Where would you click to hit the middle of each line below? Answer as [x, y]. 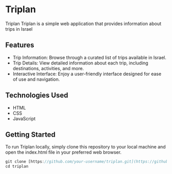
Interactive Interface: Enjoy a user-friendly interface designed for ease [87, 74]
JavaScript [24, 118]
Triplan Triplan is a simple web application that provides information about [83, 24]
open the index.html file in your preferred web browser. [63, 153]
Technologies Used [37, 95]
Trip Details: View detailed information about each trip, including [80, 63]
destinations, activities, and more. [48, 68]
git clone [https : [25, 162]
